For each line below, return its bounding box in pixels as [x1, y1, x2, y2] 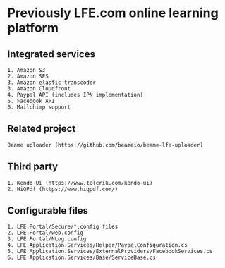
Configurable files [7, 205, 89, 217]
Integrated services [7, 48, 95, 60]
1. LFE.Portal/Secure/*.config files [7, 224, 118, 231]
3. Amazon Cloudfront [7, 85, 71, 92]
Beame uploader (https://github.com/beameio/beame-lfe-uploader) [7, 141, 203, 149]
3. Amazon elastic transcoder [7, 79, 97, 86]
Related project [7, 123, 76, 135]
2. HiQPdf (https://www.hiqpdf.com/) [7, 185, 118, 193]
